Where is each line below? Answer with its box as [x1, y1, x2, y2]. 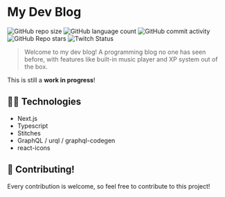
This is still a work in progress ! [7, 75, 96, 84]
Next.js [17, 114, 38, 122]
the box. [24, 62, 48, 71]
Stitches [17, 129, 42, 137]
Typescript [17, 122, 48, 130]
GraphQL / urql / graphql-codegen [17, 136, 116, 144]
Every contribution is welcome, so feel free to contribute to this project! [7, 182, 210, 190]
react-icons [17, 143, 51, 152]
